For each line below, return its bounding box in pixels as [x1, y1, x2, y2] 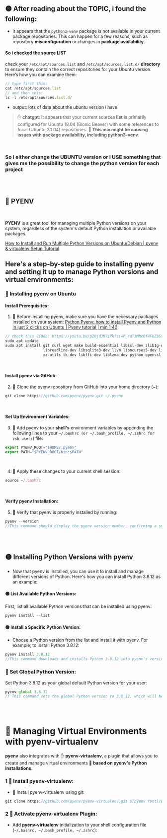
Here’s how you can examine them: [5, 72, 77, 78]
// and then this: [5, 90, 43, 95]
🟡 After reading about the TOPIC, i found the [5, 4, 147, 13]
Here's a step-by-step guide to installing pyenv [5, 260, 154, 268]
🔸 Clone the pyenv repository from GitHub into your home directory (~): [12, 384, 159, 390]
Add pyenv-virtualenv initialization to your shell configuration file [12, 822, 147, 828]
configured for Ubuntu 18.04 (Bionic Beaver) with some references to [17, 121, 159, 127]
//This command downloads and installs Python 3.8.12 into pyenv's [5, 657, 148, 662]
